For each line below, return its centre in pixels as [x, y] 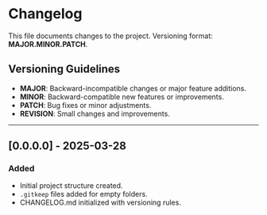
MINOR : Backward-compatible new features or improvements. [122, 97]
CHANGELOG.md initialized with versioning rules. [100, 202]
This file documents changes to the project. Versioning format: [110, 36]
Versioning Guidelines [64, 69]
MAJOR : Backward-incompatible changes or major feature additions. [133, 88]
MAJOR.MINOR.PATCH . [48, 44]
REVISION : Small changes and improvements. [95, 113]
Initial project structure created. [71, 186]
